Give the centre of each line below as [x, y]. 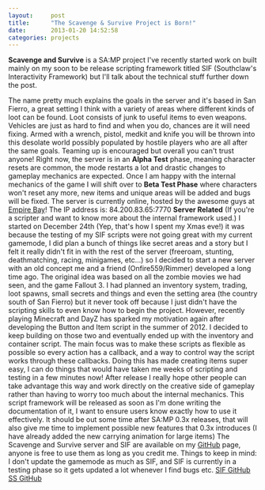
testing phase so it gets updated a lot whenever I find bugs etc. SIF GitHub [129, 470]
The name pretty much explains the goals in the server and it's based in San [132, 100]
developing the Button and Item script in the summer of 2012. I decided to [128, 327]
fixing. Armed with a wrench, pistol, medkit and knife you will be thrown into [132, 134]
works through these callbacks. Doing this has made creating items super [128, 361]
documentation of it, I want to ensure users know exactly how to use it [123, 411]
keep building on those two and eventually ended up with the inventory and [131, 336]
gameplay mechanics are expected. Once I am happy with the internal [122, 176]
